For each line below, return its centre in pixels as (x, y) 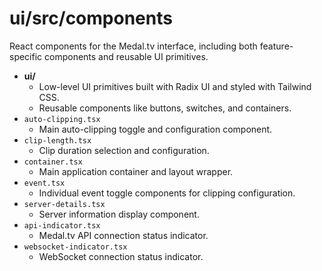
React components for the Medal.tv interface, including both (133, 46)
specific (26, 56)
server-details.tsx (64, 204)
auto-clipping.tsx (62, 119)
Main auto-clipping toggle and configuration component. (155, 129)
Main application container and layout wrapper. (136, 171)
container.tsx (53, 162)
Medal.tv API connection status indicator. (123, 235)
